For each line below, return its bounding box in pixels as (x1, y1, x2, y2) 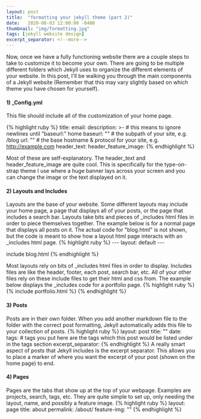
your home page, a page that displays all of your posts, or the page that (6, 207, 184, 214)
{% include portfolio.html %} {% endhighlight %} (6, 288, 127, 295)
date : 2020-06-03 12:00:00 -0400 (6, 20, 95, 26)
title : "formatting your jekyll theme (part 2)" (6, 14, 133, 20)
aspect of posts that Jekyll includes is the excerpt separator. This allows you (6, 346, 196, 354)
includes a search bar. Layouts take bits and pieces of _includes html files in (6, 214, 194, 221)
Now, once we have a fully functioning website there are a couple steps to (6, 53, 189, 60)
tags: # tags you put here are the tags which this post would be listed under (6, 334, 193, 341)
